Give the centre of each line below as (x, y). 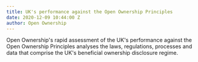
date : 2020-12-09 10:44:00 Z (43, 17)
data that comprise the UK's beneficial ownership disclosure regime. (92, 53)
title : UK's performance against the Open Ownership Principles (90, 12)
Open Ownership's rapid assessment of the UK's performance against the (99, 40)
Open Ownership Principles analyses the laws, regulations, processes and (99, 46)
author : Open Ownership (37, 23)
